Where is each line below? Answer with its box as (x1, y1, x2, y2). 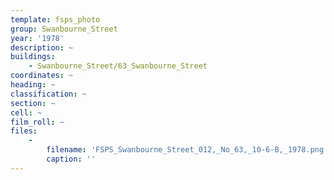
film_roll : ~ (10, 117, 65, 127)
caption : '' (46, 154, 97, 164)
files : (10, 126, 38, 136)
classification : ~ (10, 89, 87, 99)
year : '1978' (10, 33, 65, 43)
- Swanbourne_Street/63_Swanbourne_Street (28, 61, 208, 71)
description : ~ (10, 42, 74, 53)
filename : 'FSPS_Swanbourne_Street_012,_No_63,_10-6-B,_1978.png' (46, 145, 329, 155)
